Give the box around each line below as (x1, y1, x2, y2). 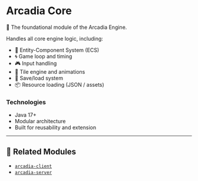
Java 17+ (14, 111, 37, 119)
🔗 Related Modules (6, 146, 77, 157)
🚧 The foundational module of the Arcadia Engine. (6, 24, 127, 31)
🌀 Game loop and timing (14, 52, 72, 60)
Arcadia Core (6, 4, 72, 18)
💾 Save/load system (14, 74, 64, 81)
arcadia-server (14, 170, 52, 176)
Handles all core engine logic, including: (6, 35, 103, 42)
